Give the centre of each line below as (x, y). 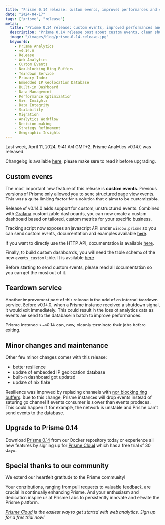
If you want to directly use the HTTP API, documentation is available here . (80, 243)
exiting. (13, 330)
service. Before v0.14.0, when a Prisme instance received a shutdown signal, (83, 305)
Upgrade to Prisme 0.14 (42, 428)
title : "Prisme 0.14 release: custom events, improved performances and (81, 10)
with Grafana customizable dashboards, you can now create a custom (76, 214)
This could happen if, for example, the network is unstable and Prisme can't (82, 407)
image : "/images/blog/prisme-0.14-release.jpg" (59, 37)
